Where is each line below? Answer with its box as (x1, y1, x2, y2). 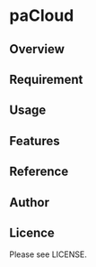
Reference (9, 164, 69, 180)
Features (9, 133, 60, 149)
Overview (9, 41, 65, 57)
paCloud (9, 5, 74, 26)
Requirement (9, 71, 83, 87)
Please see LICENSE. (9, 249, 87, 260)
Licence (9, 225, 56, 240)
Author (9, 195, 49, 210)
